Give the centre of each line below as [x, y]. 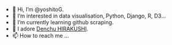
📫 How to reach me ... [40, 36]
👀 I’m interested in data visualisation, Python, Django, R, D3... [89, 16]
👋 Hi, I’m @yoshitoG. [38, 9]
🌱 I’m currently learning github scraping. [63, 22]
